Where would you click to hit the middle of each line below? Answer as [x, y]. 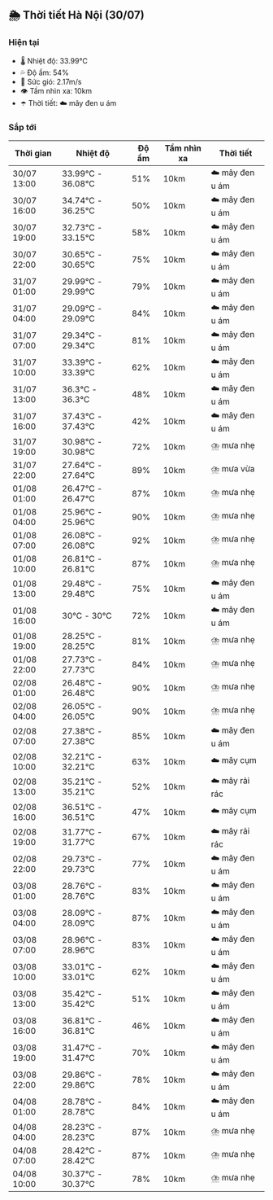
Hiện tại [24, 42]
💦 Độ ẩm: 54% [44, 72]
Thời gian [34, 153]
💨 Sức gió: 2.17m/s [51, 81]
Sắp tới [22, 127]
